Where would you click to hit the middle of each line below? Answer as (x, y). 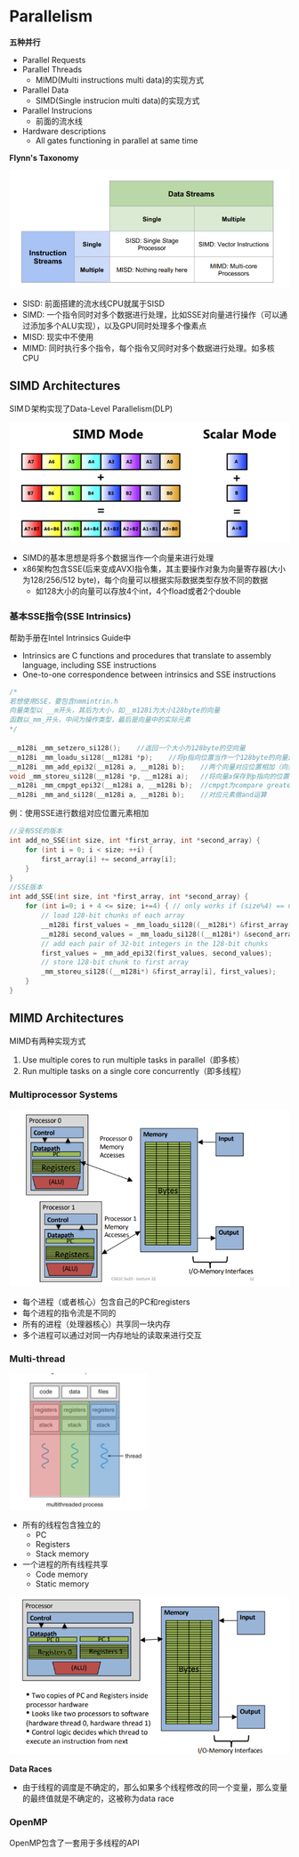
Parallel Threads (52, 69)
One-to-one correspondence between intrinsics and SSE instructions (149, 674)
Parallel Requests (54, 60)
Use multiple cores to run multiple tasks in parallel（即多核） (133, 1060)
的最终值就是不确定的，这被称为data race (98, 1798)
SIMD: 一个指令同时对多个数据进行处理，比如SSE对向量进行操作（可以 (151, 315)
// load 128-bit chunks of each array (113, 916)
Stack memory (62, 1554)
